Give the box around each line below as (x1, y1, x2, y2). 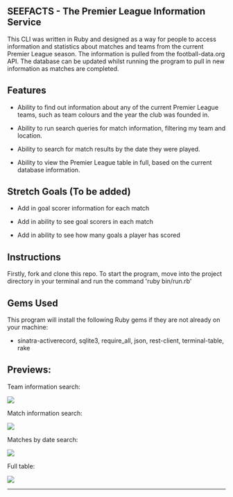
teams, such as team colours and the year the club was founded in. (17, 111, 209, 119)
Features (7, 85, 46, 97)
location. (17, 131, 43, 140)
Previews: (7, 364, 51, 376)
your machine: (7, 323, 49, 332)
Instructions (7, 251, 61, 263)
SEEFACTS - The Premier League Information (7, 6, 206, 17)
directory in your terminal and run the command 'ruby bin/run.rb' (7, 277, 192, 286)
